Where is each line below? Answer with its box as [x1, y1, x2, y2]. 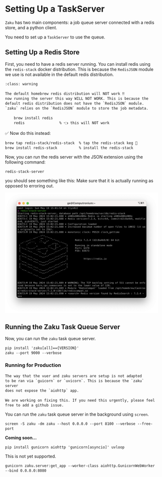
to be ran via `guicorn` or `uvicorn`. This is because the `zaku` [5, 378, 145, 383]
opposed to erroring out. [5, 183, 54, 188]
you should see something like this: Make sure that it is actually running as [5, 178, 154, 183]
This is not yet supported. [5, 453, 57, 459]
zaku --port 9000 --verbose [5, 350, 62, 356]
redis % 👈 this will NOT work [14, 120, 110, 125]
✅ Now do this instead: [5, 130, 51, 136]
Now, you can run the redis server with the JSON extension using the [5, 154, 143, 160]
